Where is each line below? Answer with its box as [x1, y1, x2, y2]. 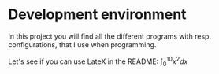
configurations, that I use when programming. [8, 39, 157, 49]
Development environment [8, 6, 187, 24]
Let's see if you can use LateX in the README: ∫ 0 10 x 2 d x [8, 55, 188, 68]
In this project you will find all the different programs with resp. [8, 31, 211, 41]
